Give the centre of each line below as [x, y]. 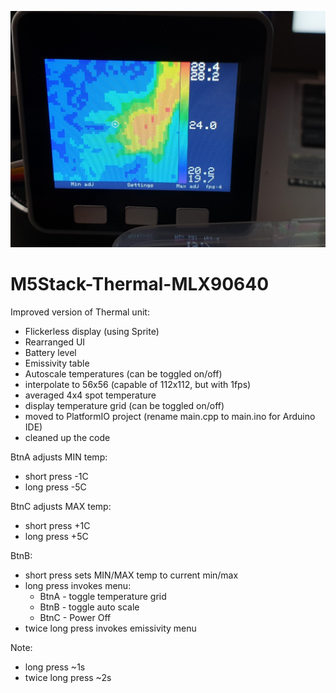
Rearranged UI [55, 342]
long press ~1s [55, 667]
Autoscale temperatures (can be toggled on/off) [123, 373]
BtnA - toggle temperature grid [103, 596]
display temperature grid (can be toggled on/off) [124, 405]
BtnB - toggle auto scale [89, 607]
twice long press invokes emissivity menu [110, 628]
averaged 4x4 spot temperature [90, 395]
